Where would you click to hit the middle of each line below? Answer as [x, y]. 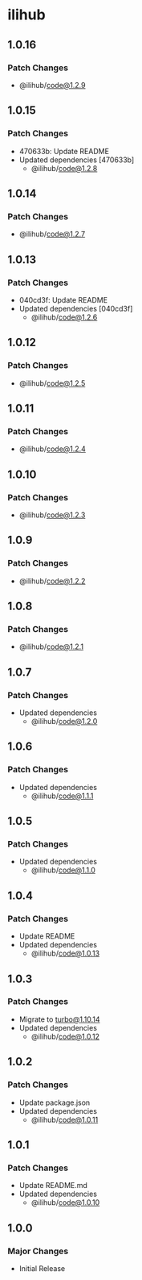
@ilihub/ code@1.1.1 [62, 796]
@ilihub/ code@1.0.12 [65, 1036]
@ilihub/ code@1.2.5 [52, 383]
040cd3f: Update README [63, 299]
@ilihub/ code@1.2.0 [64, 722]
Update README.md [53, 1186]
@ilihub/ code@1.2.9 [52, 85]
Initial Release [42, 1268]
